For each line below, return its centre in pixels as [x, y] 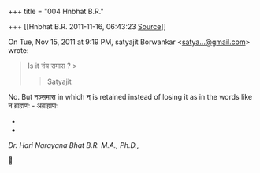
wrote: [19, 50]
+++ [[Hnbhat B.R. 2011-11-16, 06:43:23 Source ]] [87, 26]
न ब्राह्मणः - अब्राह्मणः [33, 105]
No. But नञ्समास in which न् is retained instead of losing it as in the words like [130, 97]
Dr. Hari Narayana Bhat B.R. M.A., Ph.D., [74, 145]
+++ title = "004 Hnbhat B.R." [56, 11]
